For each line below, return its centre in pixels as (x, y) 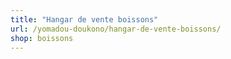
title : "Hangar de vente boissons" (84, 19)
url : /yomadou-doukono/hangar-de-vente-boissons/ (116, 29)
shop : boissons (42, 38)
